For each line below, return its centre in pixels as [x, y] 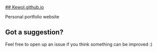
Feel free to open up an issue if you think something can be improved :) [79, 44]
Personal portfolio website [32, 17]
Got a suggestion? [34, 32]
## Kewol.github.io [25, 7]
